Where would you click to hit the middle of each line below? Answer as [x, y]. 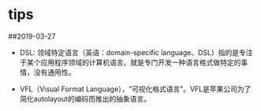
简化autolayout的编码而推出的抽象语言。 [85, 98]
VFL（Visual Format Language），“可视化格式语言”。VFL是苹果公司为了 [135, 89]
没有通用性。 [54, 72]
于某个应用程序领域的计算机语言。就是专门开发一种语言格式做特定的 [130, 62]
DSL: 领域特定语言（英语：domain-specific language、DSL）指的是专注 [136, 52]
